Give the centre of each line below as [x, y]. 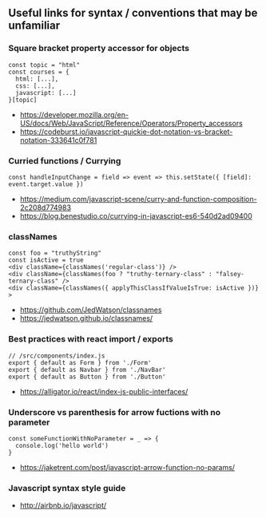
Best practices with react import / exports [91, 339]
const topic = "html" [44, 65]
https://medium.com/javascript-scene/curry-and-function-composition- [138, 199]
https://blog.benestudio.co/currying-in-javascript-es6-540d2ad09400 [136, 216]
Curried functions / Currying [65, 160]
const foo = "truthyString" [55, 253]
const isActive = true [46, 260]
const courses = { [39, 72]
